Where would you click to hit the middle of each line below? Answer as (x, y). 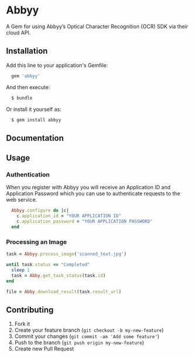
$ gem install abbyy (36, 120)
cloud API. (18, 32)
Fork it (22, 324)
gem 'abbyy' (26, 76)
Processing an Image (37, 242)
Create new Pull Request (44, 349)
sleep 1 (21, 270)
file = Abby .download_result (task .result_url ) (64, 291)
